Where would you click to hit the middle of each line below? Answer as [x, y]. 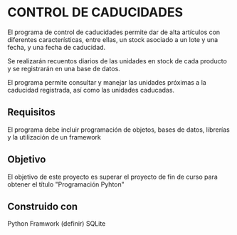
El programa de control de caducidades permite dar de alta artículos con [114, 32]
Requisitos [31, 112]
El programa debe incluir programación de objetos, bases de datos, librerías [118, 130]
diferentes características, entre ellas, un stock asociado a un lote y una [113, 39]
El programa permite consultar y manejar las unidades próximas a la [107, 82]
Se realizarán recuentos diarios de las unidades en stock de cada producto [117, 61]
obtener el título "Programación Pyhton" [66, 184]
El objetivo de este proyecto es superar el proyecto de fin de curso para [113, 177]
